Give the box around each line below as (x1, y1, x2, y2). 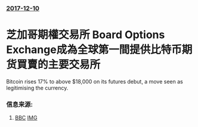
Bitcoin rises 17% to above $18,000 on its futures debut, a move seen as (6, 78, 183, 85)
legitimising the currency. (6, 84, 69, 91)
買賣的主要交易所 (17, 58, 101, 72)
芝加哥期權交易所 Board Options (6, 28, 165, 42)
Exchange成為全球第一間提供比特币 (6, 43, 182, 57)
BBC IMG (14, 114, 38, 122)
